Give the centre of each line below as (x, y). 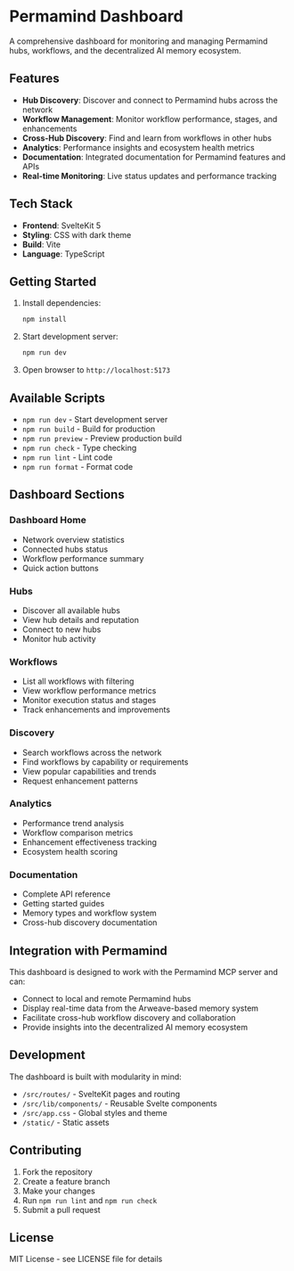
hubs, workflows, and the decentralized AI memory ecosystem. (126, 50)
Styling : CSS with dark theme (77, 234)
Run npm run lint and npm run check (90, 1200)
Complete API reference (66, 894)
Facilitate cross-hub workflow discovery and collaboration (129, 1017)
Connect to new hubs (61, 629)
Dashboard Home (48, 521)
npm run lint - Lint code (67, 457)
